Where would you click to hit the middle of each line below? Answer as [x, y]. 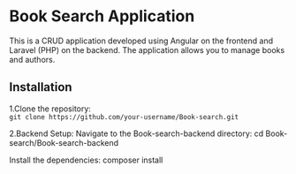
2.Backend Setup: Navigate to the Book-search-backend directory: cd [137, 133]
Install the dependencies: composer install [86, 160]
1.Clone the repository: [50, 109]
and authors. [32, 59]
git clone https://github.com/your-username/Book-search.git [124, 117]
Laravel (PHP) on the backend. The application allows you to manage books [147, 49]
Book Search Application [102, 16]
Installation [41, 87]
